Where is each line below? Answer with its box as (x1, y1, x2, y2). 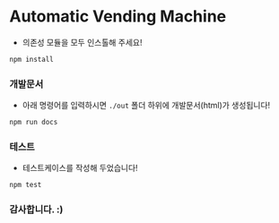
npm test (9, 181, 42, 190)
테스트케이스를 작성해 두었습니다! (22, 163, 138, 174)
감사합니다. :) (9, 203, 64, 216)
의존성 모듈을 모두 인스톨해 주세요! (22, 37, 143, 47)
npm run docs (9, 118, 58, 127)
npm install (9, 55, 54, 64)
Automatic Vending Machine (9, 6, 227, 27)
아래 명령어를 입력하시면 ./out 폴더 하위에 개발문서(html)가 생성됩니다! (22, 100, 271, 111)
